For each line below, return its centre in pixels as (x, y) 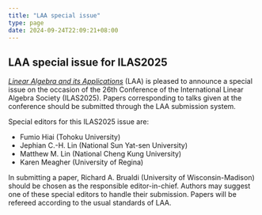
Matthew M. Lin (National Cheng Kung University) (101, 154)
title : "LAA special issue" (55, 15)
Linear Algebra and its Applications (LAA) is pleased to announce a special (131, 81)
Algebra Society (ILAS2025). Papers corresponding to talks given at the (125, 98)
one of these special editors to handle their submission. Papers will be (123, 194)
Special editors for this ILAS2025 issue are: (78, 122)
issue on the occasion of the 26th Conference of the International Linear (126, 90)
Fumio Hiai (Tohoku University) (70, 137)
